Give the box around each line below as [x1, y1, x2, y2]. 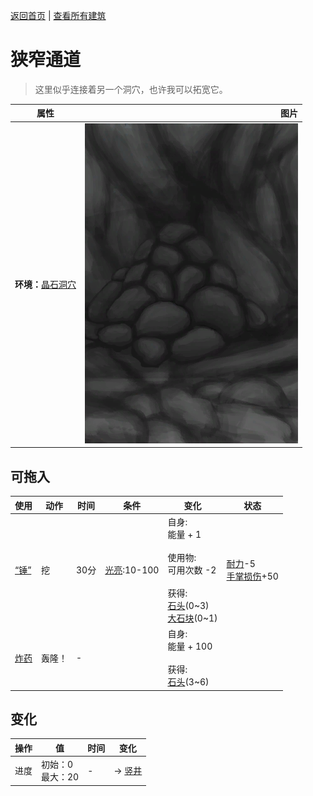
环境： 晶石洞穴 [14, 279, 77, 291]
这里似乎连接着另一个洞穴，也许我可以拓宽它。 [34, 83, 228, 95]
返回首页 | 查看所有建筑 [10, 10, 107, 21]
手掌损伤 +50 [226, 570, 279, 582]
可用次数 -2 [167, 564, 217, 576]
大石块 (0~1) [167, 612, 218, 624]
